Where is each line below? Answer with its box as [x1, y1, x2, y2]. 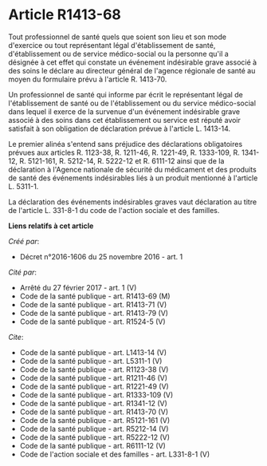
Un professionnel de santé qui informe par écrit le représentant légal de [8, 89, 243, 99]
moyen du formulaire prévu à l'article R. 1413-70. [8, 74, 167, 84]
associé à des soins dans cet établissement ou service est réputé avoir [8, 115, 241, 124]
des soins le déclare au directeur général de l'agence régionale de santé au [8, 65, 256, 75]
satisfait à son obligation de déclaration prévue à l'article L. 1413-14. [8, 124, 231, 133]
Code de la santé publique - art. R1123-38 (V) [19, 365, 169, 374]
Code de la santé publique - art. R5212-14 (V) [19, 424, 169, 433]
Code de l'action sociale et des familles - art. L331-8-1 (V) [19, 449, 210, 459]
